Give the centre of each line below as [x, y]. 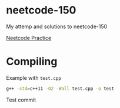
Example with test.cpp [34, 77]
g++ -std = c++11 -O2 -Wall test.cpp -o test [60, 89]
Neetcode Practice [29, 38]
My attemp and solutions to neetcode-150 [57, 26]
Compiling [32, 62]
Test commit [21, 100]
